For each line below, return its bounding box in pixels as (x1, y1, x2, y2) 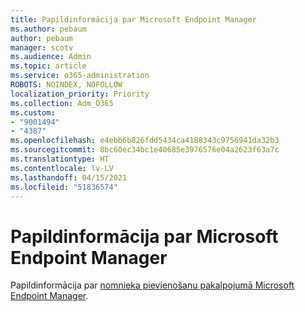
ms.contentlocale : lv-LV (10, 163, 114, 173)
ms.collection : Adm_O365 (10, 98, 114, 108)
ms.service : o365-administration (10, 71, 150, 81)
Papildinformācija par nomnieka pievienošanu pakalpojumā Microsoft (10, 279, 295, 291)
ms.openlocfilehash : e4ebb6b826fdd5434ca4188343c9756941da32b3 (10, 136, 280, 146)
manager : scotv (10, 42, 74, 53)
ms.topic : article (10, 61, 87, 71)
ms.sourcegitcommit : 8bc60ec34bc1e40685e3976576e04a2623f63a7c (10, 145, 280, 155)
